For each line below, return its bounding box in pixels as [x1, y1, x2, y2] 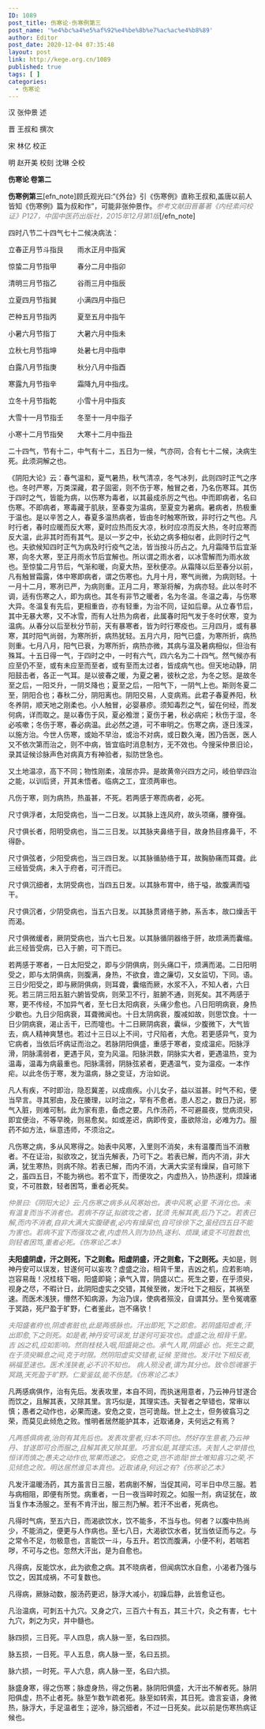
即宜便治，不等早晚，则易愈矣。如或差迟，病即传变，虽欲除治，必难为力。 [8, 1115, 250, 1124]
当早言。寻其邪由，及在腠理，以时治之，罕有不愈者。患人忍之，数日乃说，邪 [8, 1095, 257, 1105]
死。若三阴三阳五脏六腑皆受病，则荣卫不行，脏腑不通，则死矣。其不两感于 [8, 989, 250, 1000]
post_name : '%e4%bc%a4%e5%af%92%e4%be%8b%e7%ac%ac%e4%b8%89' [8, 26, 214, 34]
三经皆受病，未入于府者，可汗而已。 [8, 863, 126, 873]
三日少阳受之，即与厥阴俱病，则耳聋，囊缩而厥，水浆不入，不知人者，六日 [8, 980, 250, 989]
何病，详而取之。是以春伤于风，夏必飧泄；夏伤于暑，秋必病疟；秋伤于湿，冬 [8, 710, 257, 720]
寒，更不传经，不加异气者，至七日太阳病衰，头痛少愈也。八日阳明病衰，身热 [8, 1000, 257, 1009]
